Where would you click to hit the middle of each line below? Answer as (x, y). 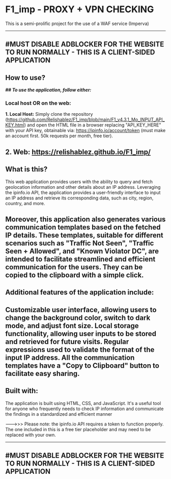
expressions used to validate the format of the (80, 350)
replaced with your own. (31, 435)
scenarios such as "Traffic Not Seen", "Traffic (80, 243)
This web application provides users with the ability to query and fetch (79, 182)
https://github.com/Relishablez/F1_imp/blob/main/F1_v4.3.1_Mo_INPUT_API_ (86, 120)
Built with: (22, 391)
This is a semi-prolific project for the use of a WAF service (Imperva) (77, 23)
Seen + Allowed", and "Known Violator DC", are (82, 251)
